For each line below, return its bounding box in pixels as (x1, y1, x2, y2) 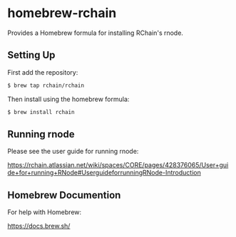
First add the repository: (7, 68, 78, 76)
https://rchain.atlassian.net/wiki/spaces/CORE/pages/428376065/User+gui (7, 161, 229, 169)
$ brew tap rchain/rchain (7, 82, 84, 89)
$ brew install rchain (7, 108, 75, 115)
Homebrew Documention (7, 189, 121, 201)
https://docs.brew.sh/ (7, 222, 71, 231)
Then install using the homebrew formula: (7, 95, 130, 103)
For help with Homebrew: (7, 208, 82, 216)
